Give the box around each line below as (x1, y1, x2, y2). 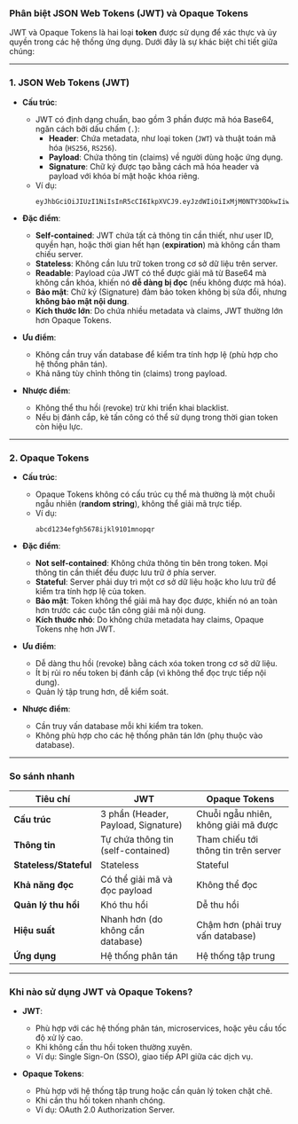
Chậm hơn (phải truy (196, 919, 282, 931)
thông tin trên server (196, 845, 282, 857)
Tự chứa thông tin (100, 833, 175, 845)
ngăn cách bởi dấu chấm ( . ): (35, 123, 140, 134)
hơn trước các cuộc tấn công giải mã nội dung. (35, 604, 207, 615)
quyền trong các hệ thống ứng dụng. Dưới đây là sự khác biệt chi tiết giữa (9, 36, 278, 47)
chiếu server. (35, 248, 83, 259)
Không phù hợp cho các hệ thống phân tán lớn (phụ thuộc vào (35, 730, 263, 741)
